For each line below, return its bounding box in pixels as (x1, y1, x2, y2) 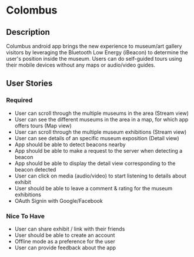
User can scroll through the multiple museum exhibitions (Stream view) (14, 128, 187, 136)
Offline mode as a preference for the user (14, 238, 116, 245)
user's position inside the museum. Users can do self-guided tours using (6, 55, 182, 62)
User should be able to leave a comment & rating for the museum (14, 184, 173, 192)
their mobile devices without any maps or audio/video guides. (6, 61, 156, 68)
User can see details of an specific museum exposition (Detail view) (14, 134, 179, 141)
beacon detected (14, 166, 56, 173)
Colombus (6, 4, 58, 17)
